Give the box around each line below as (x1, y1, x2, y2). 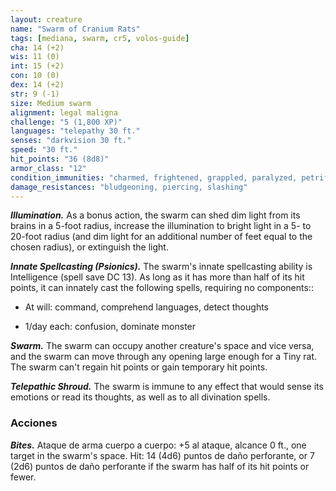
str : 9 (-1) (10, 89, 60, 99)
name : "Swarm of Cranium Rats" (10, 24, 141, 34)
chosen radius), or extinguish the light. (10, 241, 169, 253)
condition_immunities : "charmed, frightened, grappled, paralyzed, (10, 172, 298, 183)
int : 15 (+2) (10, 61, 65, 71)
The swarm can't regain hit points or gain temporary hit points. (10, 361, 268, 373)
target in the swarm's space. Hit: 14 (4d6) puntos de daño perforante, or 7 (10, 449, 315, 461)
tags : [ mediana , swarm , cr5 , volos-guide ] (10, 33, 190, 43)
